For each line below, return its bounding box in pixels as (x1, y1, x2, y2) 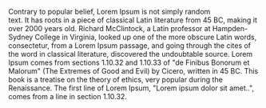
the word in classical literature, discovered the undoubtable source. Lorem (8, 50, 253, 58)
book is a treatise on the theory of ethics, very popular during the (8, 75, 224, 84)
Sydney (8, 32, 34, 42)
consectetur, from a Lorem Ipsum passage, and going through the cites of (8, 41, 252, 50)
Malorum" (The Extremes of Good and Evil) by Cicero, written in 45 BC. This (8, 66, 259, 75)
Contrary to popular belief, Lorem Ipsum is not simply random (8, 7, 211, 16)
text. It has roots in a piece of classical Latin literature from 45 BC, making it (8, 15, 258, 25)
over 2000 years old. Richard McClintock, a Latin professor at (8, 24, 211, 33)
